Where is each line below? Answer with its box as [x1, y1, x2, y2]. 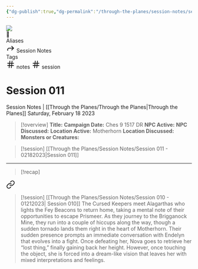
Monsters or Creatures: [20, 133, 80, 140]
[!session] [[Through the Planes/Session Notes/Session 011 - [20, 145, 168, 152]
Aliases [6, 37, 24, 44]
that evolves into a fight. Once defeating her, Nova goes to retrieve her [20, 237, 192, 245]
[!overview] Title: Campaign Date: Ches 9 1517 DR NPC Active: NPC [20, 121, 187, 128]
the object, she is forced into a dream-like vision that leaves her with [20, 250, 187, 257]
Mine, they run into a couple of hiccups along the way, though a [20, 219, 176, 226]
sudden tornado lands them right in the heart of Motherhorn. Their [20, 225, 181, 232]
